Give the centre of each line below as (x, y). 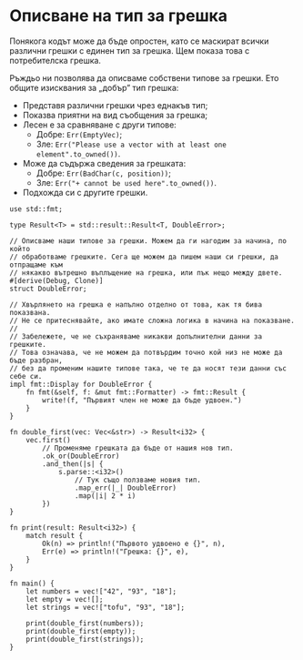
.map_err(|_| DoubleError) (126, 488)
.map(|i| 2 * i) (105, 496)
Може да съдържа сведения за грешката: (104, 163)
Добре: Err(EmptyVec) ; (79, 134)
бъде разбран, (36, 360)
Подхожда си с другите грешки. (85, 192)
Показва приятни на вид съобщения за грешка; (115, 115)
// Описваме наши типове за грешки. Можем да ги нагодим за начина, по (148, 241)
